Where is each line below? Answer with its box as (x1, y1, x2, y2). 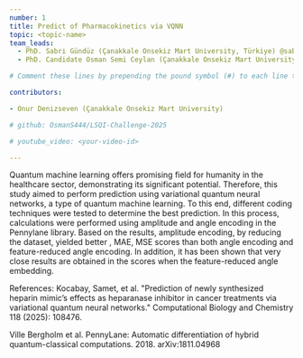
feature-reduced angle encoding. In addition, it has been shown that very (9, 246, 281, 258)
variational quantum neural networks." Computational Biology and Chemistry (9, 302, 294, 313)
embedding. (9, 266, 54, 277)
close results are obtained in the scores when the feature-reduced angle (9, 256, 279, 267)
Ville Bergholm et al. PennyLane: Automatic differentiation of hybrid (9, 329, 260, 340)
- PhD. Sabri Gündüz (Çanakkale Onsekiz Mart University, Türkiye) (17, 47, 277, 56)
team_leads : (9, 38, 54, 48)
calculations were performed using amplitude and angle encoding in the (9, 218, 277, 229)
